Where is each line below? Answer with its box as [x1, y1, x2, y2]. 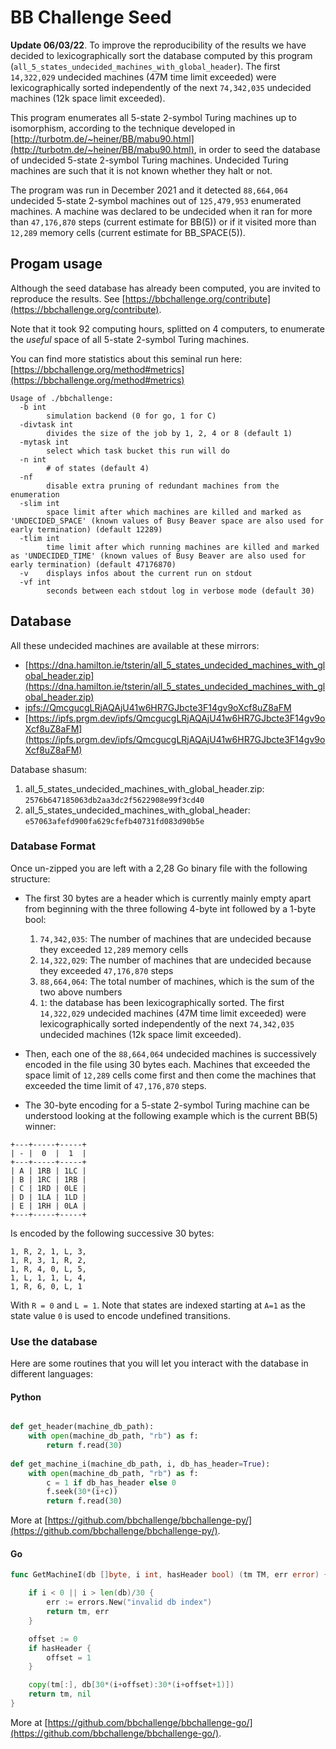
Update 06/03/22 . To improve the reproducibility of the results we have [10, 39, 307, 51]
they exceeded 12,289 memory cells [39, 943, 189, 955]
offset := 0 [28, 1634, 78, 1644]
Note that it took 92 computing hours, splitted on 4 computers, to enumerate [10, 322, 325, 335]
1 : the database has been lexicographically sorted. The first [39, 996, 285, 1008]
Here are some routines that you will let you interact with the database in [10, 1357, 309, 1370]
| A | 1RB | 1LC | [10, 1166, 87, 1176]
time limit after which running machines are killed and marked [46, 542, 320, 552]
